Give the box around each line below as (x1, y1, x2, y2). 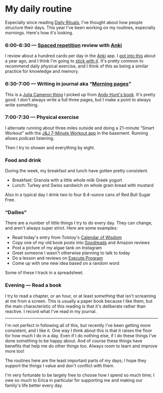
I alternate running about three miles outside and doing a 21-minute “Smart (5, 125, 154, 131)
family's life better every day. (5, 382, 63, 388)
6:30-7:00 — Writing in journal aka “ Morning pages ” (5, 81, 131, 87)
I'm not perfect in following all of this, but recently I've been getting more (5, 322, 151, 328)
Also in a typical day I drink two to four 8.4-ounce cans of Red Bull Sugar (5, 192, 151, 197)
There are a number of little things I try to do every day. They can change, (5, 220, 153, 226)
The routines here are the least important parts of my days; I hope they (5, 358, 147, 363)
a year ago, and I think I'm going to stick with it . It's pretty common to (5, 58, 144, 64)
